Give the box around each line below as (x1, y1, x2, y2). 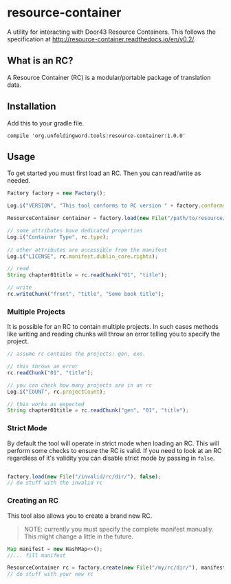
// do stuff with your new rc (7, 571, 94, 578)
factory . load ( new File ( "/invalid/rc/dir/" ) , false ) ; (7, 473, 162, 480)
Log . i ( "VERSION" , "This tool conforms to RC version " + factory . (7, 202, 201, 210)
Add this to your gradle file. (7, 119, 85, 127)
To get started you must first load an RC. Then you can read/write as (7, 169, 201, 177)
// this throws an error (7, 363, 78, 370)
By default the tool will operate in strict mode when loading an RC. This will (7, 439, 219, 447)
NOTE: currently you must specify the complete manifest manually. (23, 525, 214, 533)
